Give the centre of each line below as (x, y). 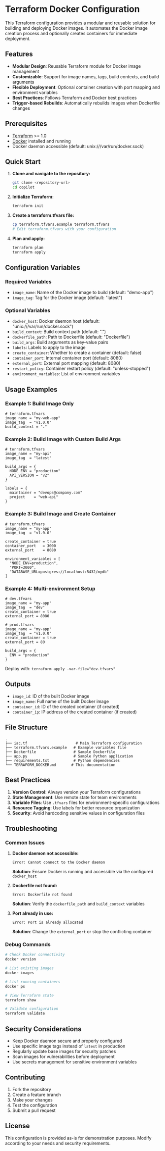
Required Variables (28, 282)
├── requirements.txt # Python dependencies (63, 760)
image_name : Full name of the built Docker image (61, 701)
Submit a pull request (34, 1110)
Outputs (18, 684)
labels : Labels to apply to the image (49, 348)
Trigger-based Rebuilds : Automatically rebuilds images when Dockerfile (86, 103)
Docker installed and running (42, 141)
